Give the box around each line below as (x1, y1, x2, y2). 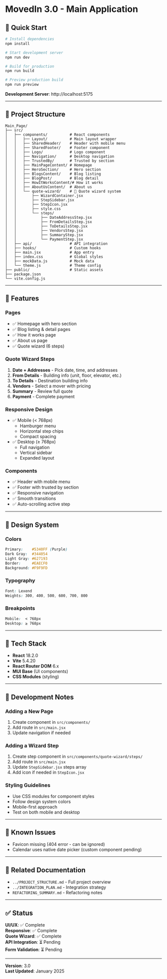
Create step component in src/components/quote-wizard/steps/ (12, 754, 143, 760)
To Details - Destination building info (12, 377, 88, 383)
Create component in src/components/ (12, 719, 90, 725)
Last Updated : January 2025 (5, 968, 65, 974)
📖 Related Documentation (5, 866, 86, 874)
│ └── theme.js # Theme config (5, 263, 101, 268)
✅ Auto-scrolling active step (12, 501, 71, 507)
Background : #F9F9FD (5, 565, 48, 570)
